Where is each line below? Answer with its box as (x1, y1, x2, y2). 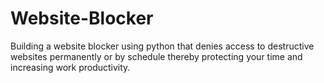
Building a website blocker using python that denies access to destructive (10, 40, 315, 52)
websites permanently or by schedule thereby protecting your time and (10, 50, 303, 62)
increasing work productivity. (10, 61, 131, 73)
